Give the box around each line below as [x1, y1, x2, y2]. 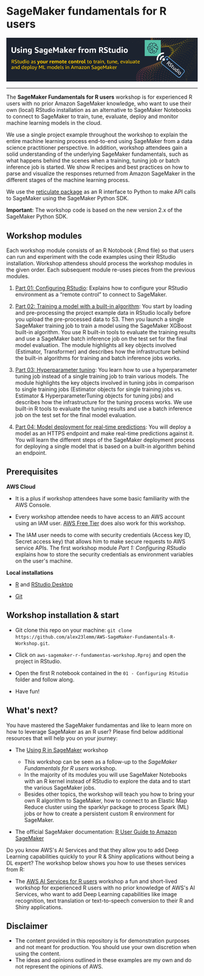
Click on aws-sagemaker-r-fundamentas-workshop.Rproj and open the [15, 651, 186, 658]
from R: [6, 866, 25, 873]
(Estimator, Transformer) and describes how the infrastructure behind [15, 348, 189, 356]
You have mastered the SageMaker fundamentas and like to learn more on [6, 721, 192, 729]
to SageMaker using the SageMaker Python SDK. [6, 195, 129, 202]
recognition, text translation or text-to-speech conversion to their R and [15, 897, 194, 904]
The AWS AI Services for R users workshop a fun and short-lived [15, 877, 178, 885]
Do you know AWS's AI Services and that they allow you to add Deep [6, 846, 179, 854]
